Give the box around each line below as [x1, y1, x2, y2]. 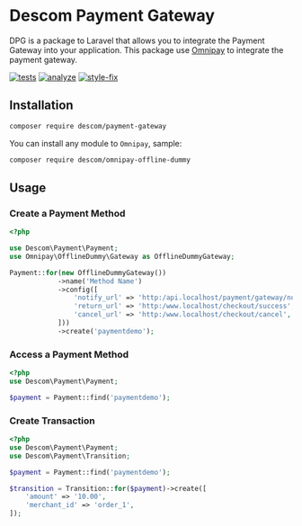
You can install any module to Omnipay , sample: [9, 138, 182, 148]
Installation [9, 98, 74, 113]
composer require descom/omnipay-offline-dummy [9, 155, 191, 165]
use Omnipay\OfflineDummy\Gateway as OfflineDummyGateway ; [9, 252, 235, 261]
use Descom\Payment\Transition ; [9, 451, 130, 460]
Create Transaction [9, 415, 96, 427]
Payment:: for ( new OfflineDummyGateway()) [9, 268, 167, 277]
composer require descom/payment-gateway [9, 121, 167, 130]
